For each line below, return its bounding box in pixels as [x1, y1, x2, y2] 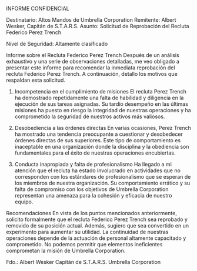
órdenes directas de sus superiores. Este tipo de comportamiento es [14, 137, 181, 143]
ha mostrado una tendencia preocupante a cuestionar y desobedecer [14, 131, 183, 138]
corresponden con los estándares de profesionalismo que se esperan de [14, 173, 191, 180]
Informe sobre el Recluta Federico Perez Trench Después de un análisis [6, 52, 179, 58]
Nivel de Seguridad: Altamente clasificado [6, 41, 108, 47]
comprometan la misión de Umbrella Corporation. [6, 247, 126, 254]
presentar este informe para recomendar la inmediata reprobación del [6, 64, 175, 71]
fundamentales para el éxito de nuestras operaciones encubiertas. [14, 149, 176, 156]
